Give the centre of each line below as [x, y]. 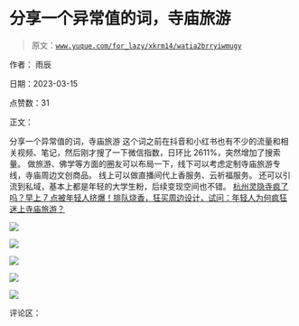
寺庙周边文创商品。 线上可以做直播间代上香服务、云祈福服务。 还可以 [154, 175]
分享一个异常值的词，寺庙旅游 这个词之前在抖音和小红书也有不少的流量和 [145, 141]
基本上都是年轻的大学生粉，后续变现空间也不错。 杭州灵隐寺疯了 [168, 186]
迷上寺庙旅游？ [37, 209]
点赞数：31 [29, 102]
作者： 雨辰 [30, 64]
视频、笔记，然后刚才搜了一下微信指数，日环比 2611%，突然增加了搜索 [149, 152]
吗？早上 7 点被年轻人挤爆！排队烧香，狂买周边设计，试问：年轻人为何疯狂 [148, 197]
